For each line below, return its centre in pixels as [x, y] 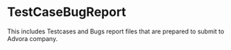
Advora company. [32, 38]
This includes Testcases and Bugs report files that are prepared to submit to [116, 31]
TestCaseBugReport [67, 12]
